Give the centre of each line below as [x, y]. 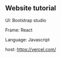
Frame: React [19, 30]
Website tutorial [31, 8]
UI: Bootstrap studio [26, 20]
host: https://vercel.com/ [31, 49]
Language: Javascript [27, 39]
